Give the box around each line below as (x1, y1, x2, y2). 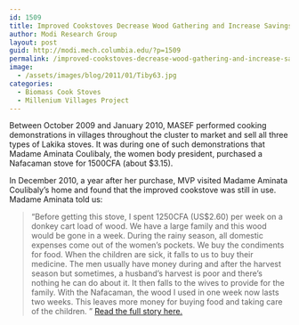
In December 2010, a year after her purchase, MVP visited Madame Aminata (9, 175, 288, 186)
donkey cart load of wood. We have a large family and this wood (30, 221, 267, 232)
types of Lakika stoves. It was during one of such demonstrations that (9, 139, 265, 150)
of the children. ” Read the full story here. (30, 306, 183, 317)
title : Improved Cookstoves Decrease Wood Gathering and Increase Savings (9, 21, 293, 30)
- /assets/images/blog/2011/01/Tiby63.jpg (17, 71, 177, 80)
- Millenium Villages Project (17, 95, 129, 105)
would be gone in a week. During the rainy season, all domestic (30, 231, 264, 241)
